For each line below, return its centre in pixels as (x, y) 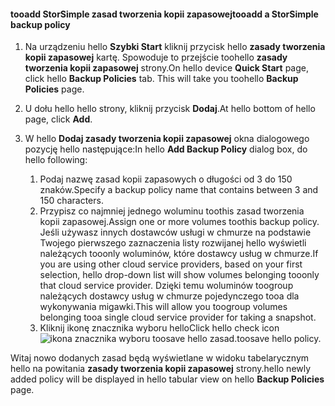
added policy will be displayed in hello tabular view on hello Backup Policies (167, 379)
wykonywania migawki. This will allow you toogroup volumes (163, 307)
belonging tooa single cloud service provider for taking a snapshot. (178, 317)
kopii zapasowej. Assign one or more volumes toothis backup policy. (179, 222)
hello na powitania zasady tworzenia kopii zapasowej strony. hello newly (161, 369)
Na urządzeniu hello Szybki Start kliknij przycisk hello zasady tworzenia (175, 47)
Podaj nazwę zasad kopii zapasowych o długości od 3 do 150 (166, 179)
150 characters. (71, 201)
